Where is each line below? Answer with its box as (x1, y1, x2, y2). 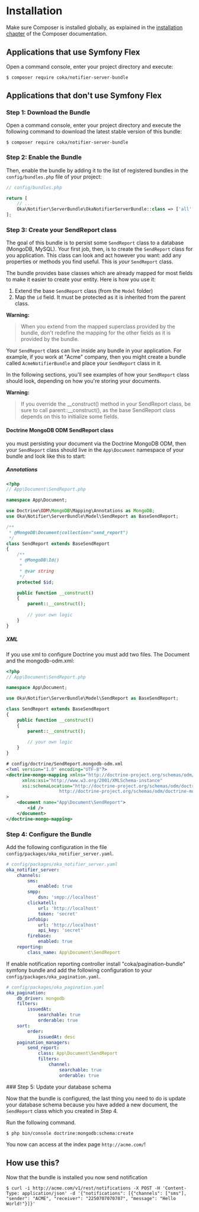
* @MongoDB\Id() (19, 557, 60, 563)
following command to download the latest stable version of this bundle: (6, 128, 182, 135)
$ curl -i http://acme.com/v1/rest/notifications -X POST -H (6, 1185, 161, 1191)
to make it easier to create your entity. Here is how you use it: (6, 276, 156, 283)
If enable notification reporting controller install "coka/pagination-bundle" (6, 960, 185, 967)
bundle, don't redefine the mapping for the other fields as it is (20, 329, 171, 336)
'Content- (162, 1185, 187, 1191)
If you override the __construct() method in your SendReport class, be (20, 400, 191, 407)
